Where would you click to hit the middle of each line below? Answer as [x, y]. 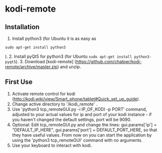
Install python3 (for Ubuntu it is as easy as [54, 38]
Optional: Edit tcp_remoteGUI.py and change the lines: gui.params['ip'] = [84, 124]
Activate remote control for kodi [44, 94]
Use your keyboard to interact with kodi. [52, 145]
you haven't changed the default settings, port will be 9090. [72, 119]
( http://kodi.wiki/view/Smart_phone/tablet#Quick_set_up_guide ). [76, 99]
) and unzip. [69, 67]
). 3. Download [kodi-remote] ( [46, 61]
